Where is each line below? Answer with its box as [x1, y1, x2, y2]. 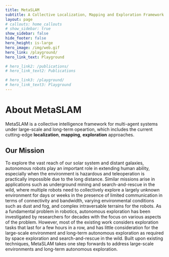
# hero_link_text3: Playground [5, 82, 71, 88]
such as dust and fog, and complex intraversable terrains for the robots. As [5, 203, 162, 209]
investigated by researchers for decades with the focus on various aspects [5, 213, 161, 219]
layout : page [5, 17, 33, 22]
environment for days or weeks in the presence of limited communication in [5, 192, 163, 198]
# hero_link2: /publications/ [5, 64, 69, 69]
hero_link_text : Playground [5, 54, 65, 60]
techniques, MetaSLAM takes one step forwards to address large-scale [5, 240, 154, 246]
